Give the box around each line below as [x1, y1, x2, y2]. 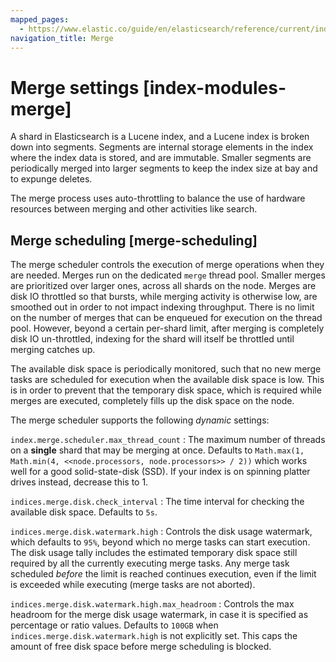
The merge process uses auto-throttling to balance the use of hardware [10, 192, 306, 205]
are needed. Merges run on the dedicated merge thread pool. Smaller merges [10, 269, 326, 281]
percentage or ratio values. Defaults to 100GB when [10, 619, 219, 631]
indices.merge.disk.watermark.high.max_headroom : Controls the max [10, 598, 295, 610]
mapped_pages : [10, 14, 70, 25]
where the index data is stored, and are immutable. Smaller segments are [10, 152, 312, 164]
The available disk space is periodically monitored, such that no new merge [10, 363, 322, 375]
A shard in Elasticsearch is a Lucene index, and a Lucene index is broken [10, 131, 310, 143]
